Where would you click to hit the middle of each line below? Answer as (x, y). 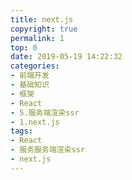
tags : (21, 131)
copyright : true (44, 29)
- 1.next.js (35, 122)
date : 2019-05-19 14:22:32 (66, 57)
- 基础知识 (30, 85)
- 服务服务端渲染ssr (48, 150)
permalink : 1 (37, 38)
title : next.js (42, 19)
